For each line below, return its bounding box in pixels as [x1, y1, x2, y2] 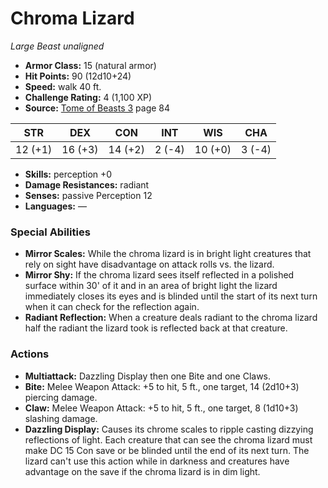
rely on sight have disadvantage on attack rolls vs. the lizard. [24, 258, 275, 271]
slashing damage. [24, 412, 98, 424]
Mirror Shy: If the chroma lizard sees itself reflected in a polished [24, 269, 295, 281]
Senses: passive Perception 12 [24, 189, 153, 201]
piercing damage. [24, 391, 98, 403]
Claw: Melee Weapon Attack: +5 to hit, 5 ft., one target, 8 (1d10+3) [24, 402, 299, 414]
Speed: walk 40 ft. [24, 80, 102, 92]
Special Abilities [10, 225, 91, 239]
